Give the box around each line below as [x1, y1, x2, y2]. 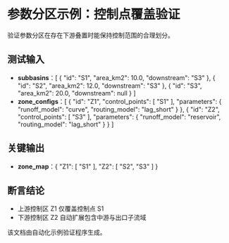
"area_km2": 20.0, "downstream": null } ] [17, 88, 136, 97]
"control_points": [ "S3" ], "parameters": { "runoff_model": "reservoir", [17, 112, 221, 121]
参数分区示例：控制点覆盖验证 [7, 6, 181, 22]
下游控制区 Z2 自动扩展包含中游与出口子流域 [17, 214, 147, 222]
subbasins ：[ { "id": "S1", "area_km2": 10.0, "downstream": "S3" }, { [17, 73, 216, 81]
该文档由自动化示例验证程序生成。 [7, 228, 106, 237]
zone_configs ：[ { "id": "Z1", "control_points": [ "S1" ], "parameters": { [17, 97, 222, 105]
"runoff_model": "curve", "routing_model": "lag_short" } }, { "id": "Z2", [17, 105, 220, 113]
